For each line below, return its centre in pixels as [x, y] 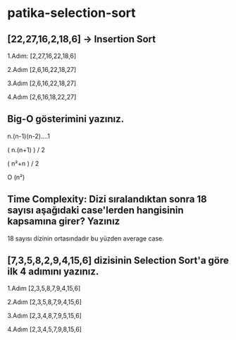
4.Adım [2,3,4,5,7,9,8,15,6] [45, 329]
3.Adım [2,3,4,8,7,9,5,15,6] [45, 316]
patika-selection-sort [72, 13]
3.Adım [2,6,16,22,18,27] [42, 83]
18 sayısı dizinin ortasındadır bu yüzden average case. [86, 238]
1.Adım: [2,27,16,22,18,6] [42, 56]
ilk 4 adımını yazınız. [53, 272]
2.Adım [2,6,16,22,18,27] [42, 69]
